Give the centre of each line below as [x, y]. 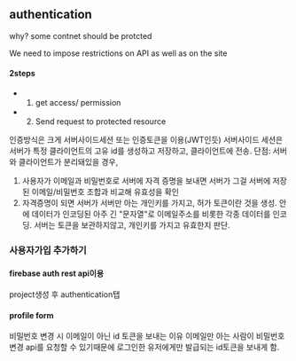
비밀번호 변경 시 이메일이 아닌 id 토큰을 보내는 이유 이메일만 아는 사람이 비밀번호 [147, 336]
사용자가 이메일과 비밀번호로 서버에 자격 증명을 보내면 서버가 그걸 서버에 [146, 181]
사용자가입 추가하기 [48, 250]
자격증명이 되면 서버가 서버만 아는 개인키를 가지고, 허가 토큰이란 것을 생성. [149, 203]
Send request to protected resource [101, 122]
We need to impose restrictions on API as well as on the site [118, 53]
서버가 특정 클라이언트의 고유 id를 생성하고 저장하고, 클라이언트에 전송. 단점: [140, 151]
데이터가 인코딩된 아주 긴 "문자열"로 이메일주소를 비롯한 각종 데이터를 [151, 214]
